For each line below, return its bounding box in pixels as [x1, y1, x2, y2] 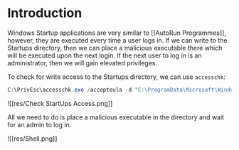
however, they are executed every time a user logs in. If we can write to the [7, 36, 228, 44]
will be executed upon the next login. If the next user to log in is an [7, 51, 202, 60]
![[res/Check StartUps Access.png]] [7, 99, 113, 107]
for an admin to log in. [7, 120, 72, 129]
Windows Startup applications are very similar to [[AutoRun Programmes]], [7, 28, 226, 37]
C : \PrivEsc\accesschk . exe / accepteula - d [7, 86, 132, 93]
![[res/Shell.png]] [7, 134, 58, 143]
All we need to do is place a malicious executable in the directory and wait [7, 112, 225, 122]
